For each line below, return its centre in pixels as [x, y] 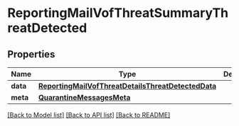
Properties [31, 54]
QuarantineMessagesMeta [84, 97]
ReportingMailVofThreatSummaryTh [118, 13]
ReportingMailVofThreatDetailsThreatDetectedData [127, 86]
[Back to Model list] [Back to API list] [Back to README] [89, 115]
